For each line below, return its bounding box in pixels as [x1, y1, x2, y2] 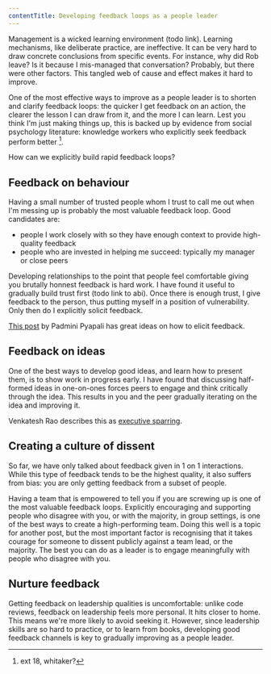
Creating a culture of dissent [8, 439, 155, 453]
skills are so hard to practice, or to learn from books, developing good [8, 624, 240, 634]
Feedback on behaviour [8, 175, 130, 190]
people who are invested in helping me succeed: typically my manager [19, 247, 256, 257]
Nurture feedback [8, 577, 100, 591]
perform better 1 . [8, 135, 65, 146]
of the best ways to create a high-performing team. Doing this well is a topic [8, 519, 261, 529]
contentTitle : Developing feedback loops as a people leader [8, 11, 219, 20]
